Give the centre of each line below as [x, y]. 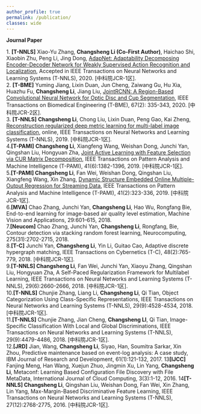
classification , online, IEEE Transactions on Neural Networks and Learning [98, 132]
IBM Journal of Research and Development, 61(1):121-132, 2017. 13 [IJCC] [96, 359]
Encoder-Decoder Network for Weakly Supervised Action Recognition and [98, 65]
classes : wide [24, 23]
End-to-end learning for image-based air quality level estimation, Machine [98, 214]
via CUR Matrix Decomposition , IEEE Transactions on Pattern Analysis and [98, 159]
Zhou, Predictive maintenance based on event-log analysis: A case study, [97, 353]
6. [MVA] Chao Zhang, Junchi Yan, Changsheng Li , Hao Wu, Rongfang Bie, [99, 207]
